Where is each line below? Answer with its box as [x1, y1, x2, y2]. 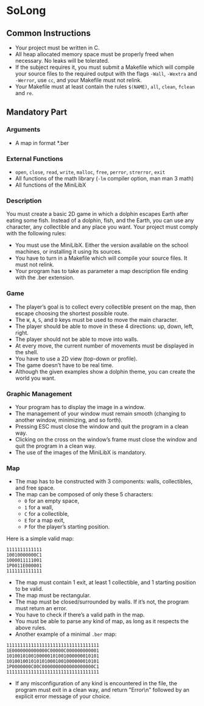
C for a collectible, [24, 510, 69, 518]
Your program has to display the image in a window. [15, 403, 145, 410]
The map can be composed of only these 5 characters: [15, 491, 153, 498]
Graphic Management [6, 390, 72, 398]
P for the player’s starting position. [24, 523, 110, 530]
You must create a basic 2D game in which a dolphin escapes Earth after [6, 210, 189, 218]
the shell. [15, 348, 38, 355]
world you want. [15, 374, 56, 382]
